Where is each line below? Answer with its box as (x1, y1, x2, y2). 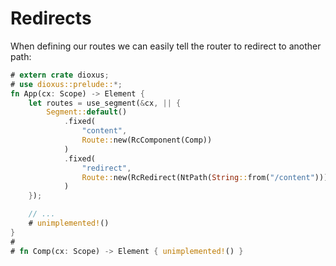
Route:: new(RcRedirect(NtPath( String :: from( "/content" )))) (81, 172, 333, 182)
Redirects (10, 7, 92, 30)
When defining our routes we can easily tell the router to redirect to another (10, 40, 322, 52)
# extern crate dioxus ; (10, 70, 110, 80)
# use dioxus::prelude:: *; (10, 79, 123, 89)
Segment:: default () (46, 107, 128, 117)
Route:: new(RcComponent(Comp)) (81, 135, 213, 146)
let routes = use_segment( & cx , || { (28, 98, 182, 108)
